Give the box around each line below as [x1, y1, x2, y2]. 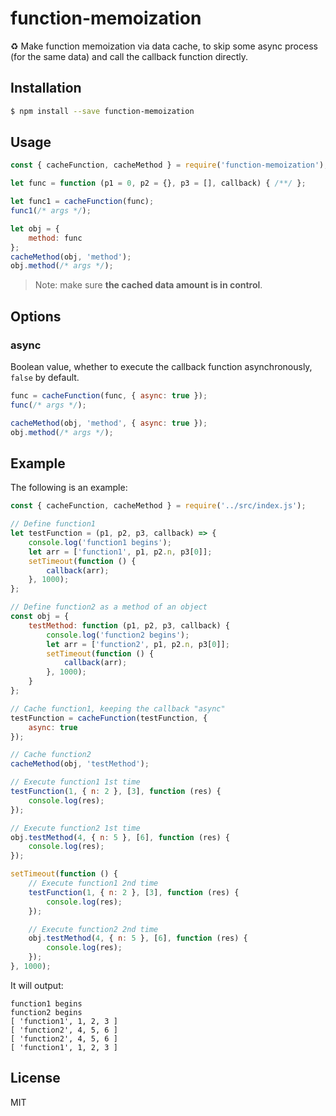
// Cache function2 [10, 750, 92, 760]
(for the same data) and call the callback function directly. [10, 50, 249, 62]
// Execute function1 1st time [10, 777, 141, 787]
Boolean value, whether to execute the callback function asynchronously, [10, 361, 313, 372]
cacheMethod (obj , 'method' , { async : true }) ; [10, 418, 208, 428]
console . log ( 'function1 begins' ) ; [28, 537, 172, 547]
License [10, 1070, 61, 1087]
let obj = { [10, 223, 60, 234]
